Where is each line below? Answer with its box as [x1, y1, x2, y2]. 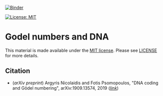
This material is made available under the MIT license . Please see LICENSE [5, 47, 157, 53]
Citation [5, 67, 31, 75]
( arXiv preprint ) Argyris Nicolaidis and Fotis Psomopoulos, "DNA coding [12, 80, 159, 86]
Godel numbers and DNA [5, 31, 109, 43]
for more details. [5, 52, 39, 58]
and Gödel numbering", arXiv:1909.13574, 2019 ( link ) [12, 85, 119, 91]
